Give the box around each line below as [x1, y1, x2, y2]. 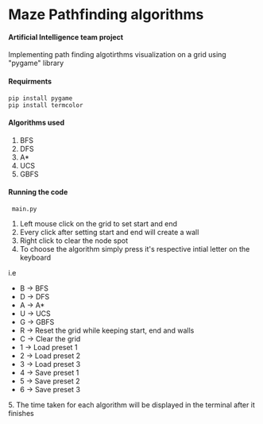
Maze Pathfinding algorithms [8, 6, 204, 24]
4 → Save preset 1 [19, 368, 79, 377]
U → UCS [19, 309, 52, 318]
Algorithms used [8, 118, 65, 128]
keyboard [19, 252, 52, 262]
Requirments [8, 76, 52, 86]
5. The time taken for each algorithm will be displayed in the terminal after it [8, 400, 256, 410]
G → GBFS [19, 318, 55, 326]
